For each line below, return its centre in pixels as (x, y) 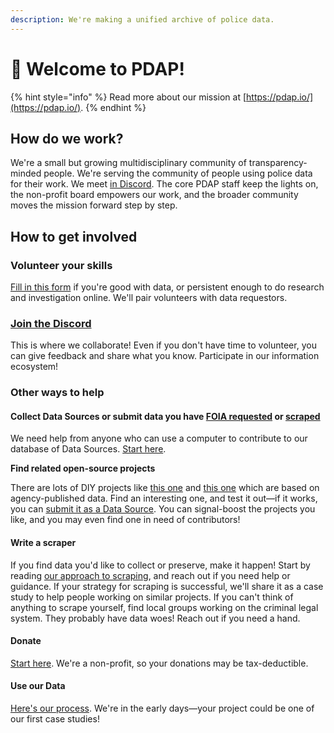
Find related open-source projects (83, 468)
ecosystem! (34, 367)
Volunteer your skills (61, 265)
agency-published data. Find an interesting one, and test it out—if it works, (164, 498)
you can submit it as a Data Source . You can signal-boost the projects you (163, 509)
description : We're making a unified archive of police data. (142, 19)
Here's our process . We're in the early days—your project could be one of (162, 708)
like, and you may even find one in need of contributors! (125, 520)
